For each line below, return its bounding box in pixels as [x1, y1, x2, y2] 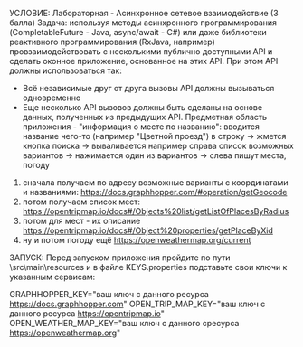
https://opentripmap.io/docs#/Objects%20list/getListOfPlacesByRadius [22, 206, 289, 216]
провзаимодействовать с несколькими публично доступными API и [9, 46, 273, 57]
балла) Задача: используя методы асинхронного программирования [9, 17, 278, 28]
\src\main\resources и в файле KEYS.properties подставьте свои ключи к [9, 262, 288, 272]
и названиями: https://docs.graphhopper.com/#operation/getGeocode [22, 187, 288, 197]
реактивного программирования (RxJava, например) [9, 36, 215, 47]
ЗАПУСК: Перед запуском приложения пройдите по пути [9, 252, 231, 263]
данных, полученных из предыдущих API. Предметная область [22, 112, 268, 122]
